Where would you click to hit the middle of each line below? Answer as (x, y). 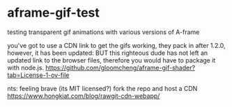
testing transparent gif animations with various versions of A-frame (103, 32)
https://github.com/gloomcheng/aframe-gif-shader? (120, 67)
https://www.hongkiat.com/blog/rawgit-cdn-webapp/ (84, 96)
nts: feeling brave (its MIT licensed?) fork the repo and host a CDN (102, 88)
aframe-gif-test (53, 13)
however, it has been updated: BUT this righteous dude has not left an (108, 53)
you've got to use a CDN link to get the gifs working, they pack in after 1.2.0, (116, 45)
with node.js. (25, 67)
